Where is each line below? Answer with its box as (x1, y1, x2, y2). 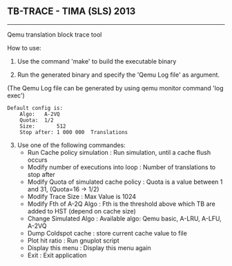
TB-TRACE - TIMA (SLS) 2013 (7, 6, 136, 17)
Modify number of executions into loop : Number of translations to (27, 162, 216, 171)
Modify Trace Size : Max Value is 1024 (27, 192, 137, 200)
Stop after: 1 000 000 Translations (19, 129, 128, 135)
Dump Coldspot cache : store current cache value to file (27, 229, 188, 237)
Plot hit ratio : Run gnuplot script (27, 236, 119, 245)
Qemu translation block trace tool (7, 30, 102, 39)
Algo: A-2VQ (19, 111, 60, 117)
